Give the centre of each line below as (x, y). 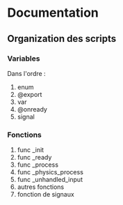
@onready (32, 109)
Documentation (53, 13)
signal (26, 116)
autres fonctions (41, 187)
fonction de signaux (46, 195)
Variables (24, 59)
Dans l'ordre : (27, 73)
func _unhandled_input (50, 180)
